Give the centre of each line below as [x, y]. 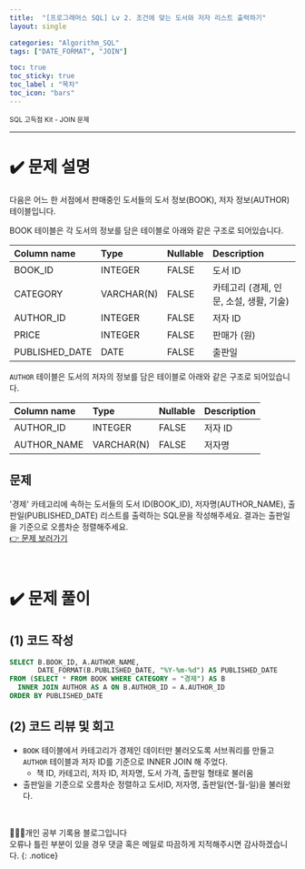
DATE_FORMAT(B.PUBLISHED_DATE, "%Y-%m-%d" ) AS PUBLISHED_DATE [158, 671]
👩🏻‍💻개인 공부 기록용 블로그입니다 [68, 833]
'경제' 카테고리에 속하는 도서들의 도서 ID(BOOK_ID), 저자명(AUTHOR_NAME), [148, 504]
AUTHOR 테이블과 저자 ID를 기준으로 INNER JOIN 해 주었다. [125, 762]
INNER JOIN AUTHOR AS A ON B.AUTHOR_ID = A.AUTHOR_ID [121, 688]
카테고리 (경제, [242, 288]
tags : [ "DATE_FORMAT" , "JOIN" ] [69, 51]
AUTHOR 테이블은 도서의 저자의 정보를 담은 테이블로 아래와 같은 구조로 [131, 376]
